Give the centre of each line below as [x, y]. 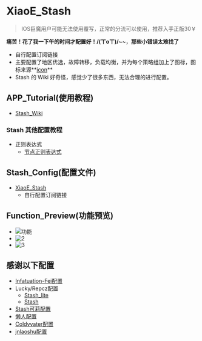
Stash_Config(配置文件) [51, 173]
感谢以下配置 [30, 266]
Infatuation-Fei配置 [39, 281]
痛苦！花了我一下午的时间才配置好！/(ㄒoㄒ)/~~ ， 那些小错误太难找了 [93, 41]
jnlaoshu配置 [31, 332]
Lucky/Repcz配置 [37, 288]
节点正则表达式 [43, 152]
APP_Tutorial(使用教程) [50, 98]
